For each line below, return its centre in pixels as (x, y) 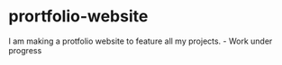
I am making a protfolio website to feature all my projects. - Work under (141, 41)
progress (25, 50)
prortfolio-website (78, 16)
